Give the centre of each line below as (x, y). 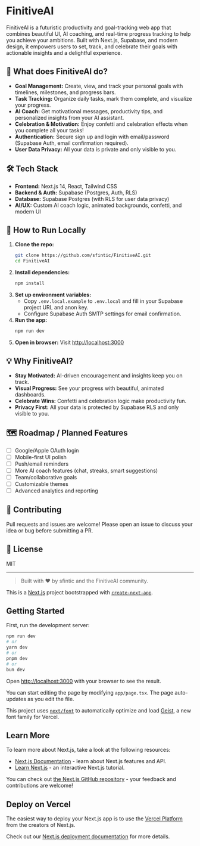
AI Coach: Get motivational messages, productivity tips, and (89, 111)
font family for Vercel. (33, 717)
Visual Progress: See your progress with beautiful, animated (89, 388)
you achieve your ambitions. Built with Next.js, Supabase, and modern (92, 40)
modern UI (28, 211)
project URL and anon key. (56, 307)
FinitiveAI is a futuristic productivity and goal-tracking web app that (89, 27)
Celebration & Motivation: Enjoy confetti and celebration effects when (101, 124)
